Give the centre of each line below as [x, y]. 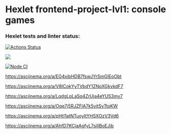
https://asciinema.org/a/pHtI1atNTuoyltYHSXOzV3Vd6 [62, 116]
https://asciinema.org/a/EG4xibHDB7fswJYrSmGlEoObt [64, 76]
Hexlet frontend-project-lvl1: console [86, 9]
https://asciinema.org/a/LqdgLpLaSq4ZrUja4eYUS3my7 [64, 96]
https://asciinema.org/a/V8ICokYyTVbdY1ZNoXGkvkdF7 [64, 86]
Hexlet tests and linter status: [43, 36]
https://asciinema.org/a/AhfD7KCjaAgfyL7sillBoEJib [59, 126]
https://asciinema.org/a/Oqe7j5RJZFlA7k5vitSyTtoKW [62, 106]
